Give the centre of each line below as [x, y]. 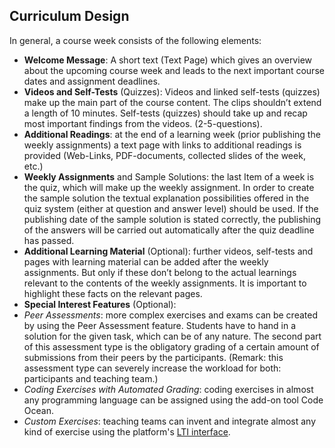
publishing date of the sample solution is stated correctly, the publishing [172, 219]
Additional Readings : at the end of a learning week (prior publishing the [172, 134]
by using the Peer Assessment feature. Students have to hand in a [160, 325]
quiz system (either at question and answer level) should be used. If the [171, 208]
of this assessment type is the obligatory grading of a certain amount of [171, 346]
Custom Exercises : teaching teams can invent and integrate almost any [170, 421]
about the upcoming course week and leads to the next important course [174, 70]
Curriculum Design [69, 16]
